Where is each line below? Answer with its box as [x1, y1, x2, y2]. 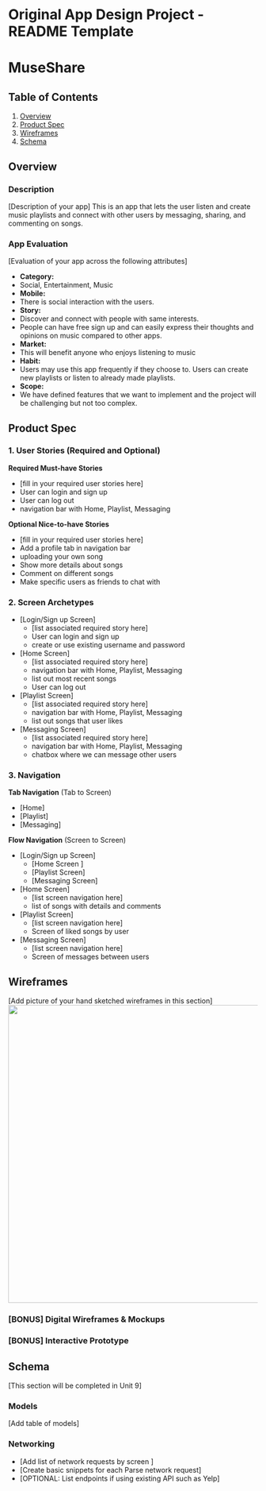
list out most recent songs [31, 674, 117, 684]
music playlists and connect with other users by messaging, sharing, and [8, 210, 246, 219]
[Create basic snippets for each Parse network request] [19, 1465, 202, 1474]
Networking [8, 1439, 55, 1450]
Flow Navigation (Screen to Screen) [8, 836, 127, 845]
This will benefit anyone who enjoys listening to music [19, 348, 196, 357]
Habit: [19, 356, 41, 366]
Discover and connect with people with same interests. [19, 314, 199, 323]
